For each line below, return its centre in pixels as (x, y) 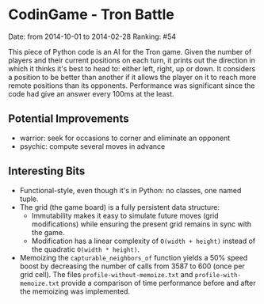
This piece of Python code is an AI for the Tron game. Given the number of (130, 51)
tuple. (29, 199)
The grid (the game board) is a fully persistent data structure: (120, 207)
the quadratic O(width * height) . (86, 249)
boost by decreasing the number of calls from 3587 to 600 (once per (132, 266)
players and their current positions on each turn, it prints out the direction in (132, 60)
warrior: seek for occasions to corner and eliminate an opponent (125, 138)
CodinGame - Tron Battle (91, 15)
